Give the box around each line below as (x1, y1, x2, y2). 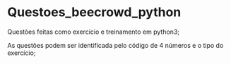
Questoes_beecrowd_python (7, 4, 182, 20)
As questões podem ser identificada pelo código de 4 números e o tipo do (7, 41, 224, 49)
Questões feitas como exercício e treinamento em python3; (7, 27, 180, 36)
